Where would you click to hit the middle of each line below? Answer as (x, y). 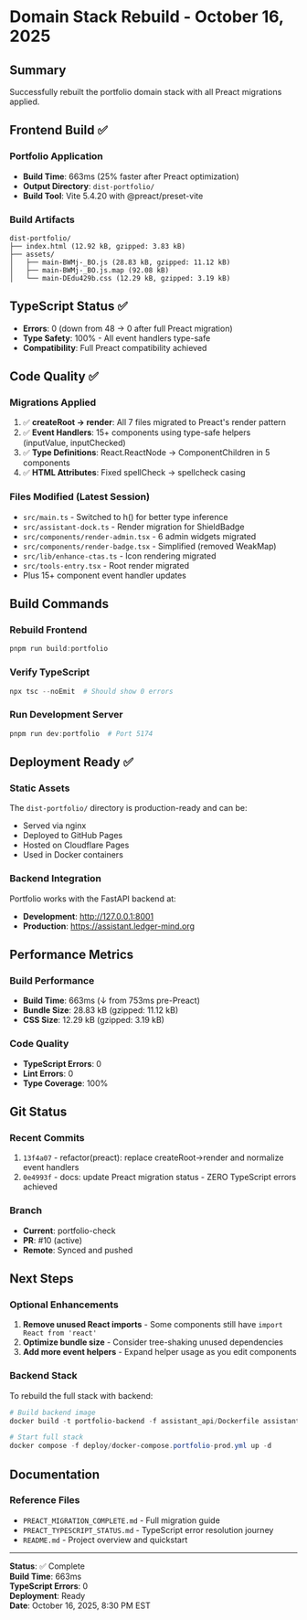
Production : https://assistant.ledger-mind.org (108, 926)
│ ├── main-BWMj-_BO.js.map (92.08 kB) (90, 270)
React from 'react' (60, 1333)
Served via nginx (54, 826)
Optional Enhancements (64, 1305)
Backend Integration (56, 879)
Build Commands (59, 604)
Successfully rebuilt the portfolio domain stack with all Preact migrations (146, 92)
